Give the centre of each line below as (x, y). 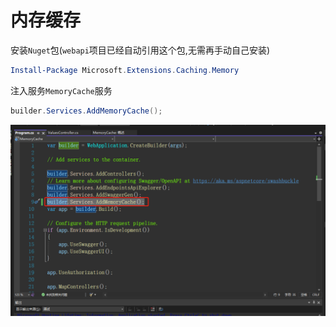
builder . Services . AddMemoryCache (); (86, 111)
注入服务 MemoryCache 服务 (61, 90)
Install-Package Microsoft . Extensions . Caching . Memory (125, 70)
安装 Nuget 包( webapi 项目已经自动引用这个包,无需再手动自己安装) (140, 50)
